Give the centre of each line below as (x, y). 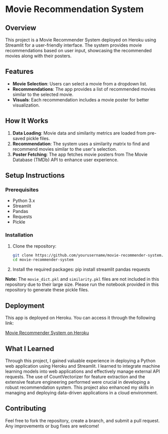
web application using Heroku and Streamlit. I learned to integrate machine (83, 366)
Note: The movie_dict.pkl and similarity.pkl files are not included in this (82, 279)
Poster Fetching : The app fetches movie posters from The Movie (80, 154)
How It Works (27, 121)
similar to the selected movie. (43, 94)
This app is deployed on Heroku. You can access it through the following (80, 318)
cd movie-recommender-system (43, 260)
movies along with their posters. (38, 56)
